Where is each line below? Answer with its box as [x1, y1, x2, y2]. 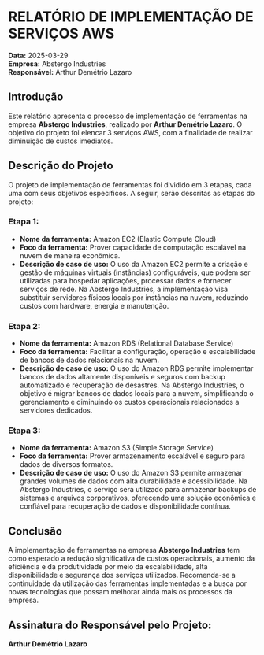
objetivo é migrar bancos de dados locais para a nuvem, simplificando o [19, 389, 254, 398]
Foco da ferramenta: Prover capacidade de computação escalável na [19, 242, 247, 252]
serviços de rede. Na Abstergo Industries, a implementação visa [19, 284, 229, 294]
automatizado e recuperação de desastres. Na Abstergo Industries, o [19, 380, 244, 390]
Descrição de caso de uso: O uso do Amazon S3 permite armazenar [19, 468, 243, 478]
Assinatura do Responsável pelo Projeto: [8, 618, 212, 631]
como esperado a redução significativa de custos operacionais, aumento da [8, 553, 255, 563]
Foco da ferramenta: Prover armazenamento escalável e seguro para [19, 451, 246, 461]
